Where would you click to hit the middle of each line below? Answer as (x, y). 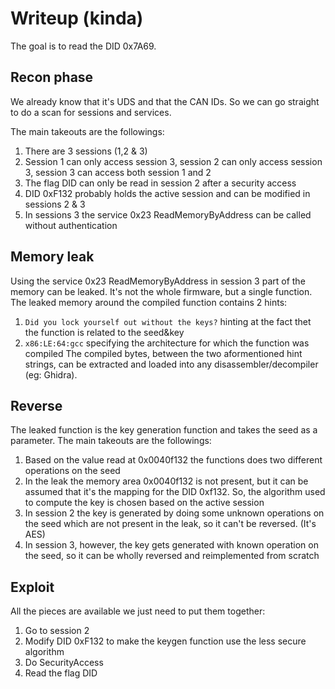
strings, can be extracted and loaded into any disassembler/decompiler (171, 364)
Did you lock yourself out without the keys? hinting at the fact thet (168, 321)
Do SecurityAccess (64, 663)
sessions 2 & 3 (55, 204)
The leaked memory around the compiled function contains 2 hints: (149, 302)
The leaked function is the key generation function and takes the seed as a (164, 430)
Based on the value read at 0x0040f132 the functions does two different (173, 460)
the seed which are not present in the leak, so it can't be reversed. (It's (170, 524)
